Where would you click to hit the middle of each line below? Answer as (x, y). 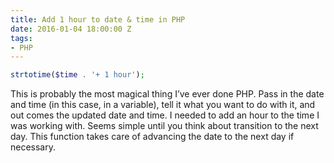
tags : (21, 38)
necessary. (33, 147)
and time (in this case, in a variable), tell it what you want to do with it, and (163, 105)
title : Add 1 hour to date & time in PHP (98, 19)
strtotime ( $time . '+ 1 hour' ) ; (77, 75)
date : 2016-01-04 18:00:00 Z (71, 29)
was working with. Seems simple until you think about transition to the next (164, 126)
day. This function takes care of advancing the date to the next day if (152, 137)
